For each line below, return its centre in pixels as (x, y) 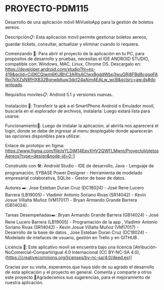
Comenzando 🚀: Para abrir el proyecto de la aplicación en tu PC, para (75, 53)
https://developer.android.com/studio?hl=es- (50, 69)
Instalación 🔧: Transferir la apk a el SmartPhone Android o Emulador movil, (80, 106)
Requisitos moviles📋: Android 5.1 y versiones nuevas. (59, 94)
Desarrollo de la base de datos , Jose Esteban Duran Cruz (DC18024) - (76, 232)
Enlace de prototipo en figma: (35, 145)
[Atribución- (145, 247)
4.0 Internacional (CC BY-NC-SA (97, 252)
